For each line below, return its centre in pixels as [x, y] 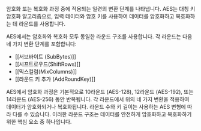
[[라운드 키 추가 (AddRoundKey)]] [55, 79]
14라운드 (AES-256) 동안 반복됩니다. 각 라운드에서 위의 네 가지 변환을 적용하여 [98, 99]
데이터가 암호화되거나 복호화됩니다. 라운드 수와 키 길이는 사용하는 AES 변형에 [96, 107]
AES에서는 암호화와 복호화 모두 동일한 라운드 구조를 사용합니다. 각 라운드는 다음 [99, 36]
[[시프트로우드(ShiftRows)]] [48, 64]
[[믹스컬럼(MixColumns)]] [46, 71]
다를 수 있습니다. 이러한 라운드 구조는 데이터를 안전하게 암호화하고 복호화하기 [102, 114]
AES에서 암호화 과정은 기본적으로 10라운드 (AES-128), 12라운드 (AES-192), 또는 [100, 92]
